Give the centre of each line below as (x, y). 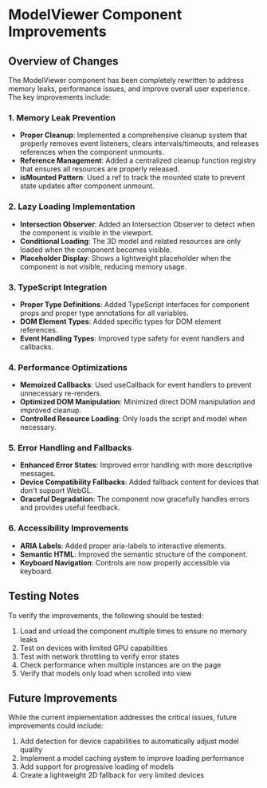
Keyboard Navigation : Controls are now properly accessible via (125, 562)
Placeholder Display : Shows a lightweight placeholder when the (125, 258)
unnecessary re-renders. (61, 393)
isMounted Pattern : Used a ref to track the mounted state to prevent (132, 178)
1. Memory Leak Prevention (62, 117)
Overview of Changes (63, 61)
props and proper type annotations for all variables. (104, 313)
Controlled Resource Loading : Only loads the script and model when (133, 419)
